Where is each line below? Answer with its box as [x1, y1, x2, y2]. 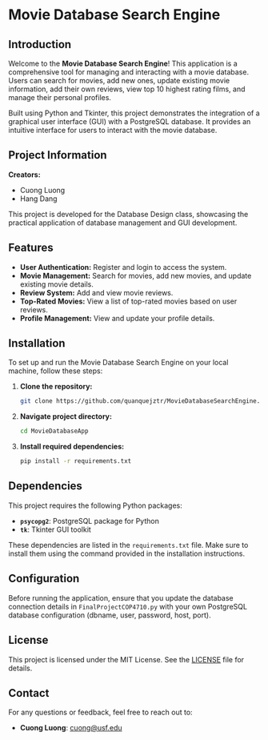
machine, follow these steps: [8, 366, 103, 376]
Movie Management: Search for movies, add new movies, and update [19, 271, 252, 280]
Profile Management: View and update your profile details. [19, 313, 215, 323]
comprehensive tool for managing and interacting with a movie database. [8, 67, 250, 77]
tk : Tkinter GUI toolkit [19, 525, 92, 534]
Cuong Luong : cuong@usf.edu [19, 723, 122, 733]
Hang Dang [19, 194, 58, 203]
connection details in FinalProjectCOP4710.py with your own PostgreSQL [8, 601, 248, 611]
